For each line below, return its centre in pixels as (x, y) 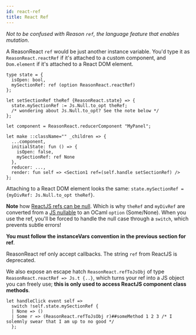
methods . (18, 290)
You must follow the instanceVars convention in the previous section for (96, 236)
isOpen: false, (35, 152)
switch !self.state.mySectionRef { (55, 306)
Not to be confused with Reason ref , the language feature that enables (93, 33)
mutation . (18, 40)
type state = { (25, 75)
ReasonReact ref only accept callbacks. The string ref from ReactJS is (92, 254)
